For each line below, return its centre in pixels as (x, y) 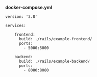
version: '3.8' (21, 17)
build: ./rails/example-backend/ (54, 61)
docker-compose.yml (29, 7)
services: (16, 25)
